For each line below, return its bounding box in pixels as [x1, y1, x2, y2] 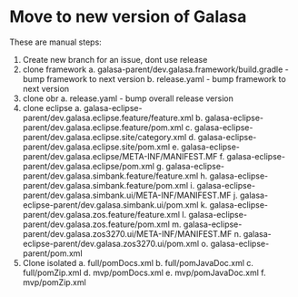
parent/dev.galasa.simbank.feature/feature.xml [22, 170, 199, 181]
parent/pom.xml [22, 248, 84, 259]
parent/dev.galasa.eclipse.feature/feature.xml [22, 112, 194, 123]
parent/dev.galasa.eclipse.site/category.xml [22, 131, 187, 142]
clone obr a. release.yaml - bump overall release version [22, 93, 233, 104]
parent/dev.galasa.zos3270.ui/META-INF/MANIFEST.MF [22, 228, 233, 239]
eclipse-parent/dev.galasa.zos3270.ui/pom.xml [22, 238, 200, 249]
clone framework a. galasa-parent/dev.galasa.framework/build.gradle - [22, 64, 289, 75]
